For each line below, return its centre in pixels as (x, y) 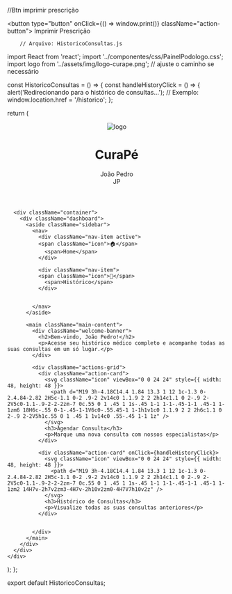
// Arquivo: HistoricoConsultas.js (71, 44)
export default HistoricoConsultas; (56, 583)
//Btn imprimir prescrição (43, 10)
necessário (23, 71)
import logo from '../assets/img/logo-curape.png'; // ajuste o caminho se (111, 64)
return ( (18, 113)
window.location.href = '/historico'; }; (60, 100)
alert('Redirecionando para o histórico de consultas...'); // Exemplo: (103, 92)
